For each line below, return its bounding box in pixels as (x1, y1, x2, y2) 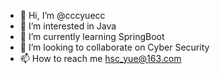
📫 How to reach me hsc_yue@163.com (19, 53, 182, 64)
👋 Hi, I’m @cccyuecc (19, 10, 106, 21)
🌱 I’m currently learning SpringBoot (19, 31, 165, 42)
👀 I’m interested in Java (19, 20, 117, 32)
